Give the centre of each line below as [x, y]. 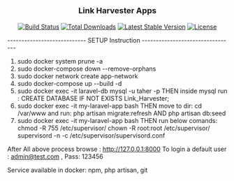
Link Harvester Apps [117, 10]
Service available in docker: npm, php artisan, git [78, 170]
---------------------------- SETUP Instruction [74, 40]
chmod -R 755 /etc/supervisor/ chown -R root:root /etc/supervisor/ [114, 128]
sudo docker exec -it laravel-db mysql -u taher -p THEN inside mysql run [123, 91]
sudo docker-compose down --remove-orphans [87, 68]
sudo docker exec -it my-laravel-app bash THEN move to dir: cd [110, 106]
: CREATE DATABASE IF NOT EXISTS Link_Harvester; [93, 98]
